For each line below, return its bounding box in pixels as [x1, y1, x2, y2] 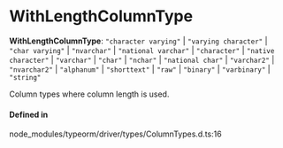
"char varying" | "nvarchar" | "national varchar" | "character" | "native [9, 44, 275, 55]
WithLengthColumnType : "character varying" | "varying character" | [9, 35, 268, 46]
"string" [9, 73, 42, 82]
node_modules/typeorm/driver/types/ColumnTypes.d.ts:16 [9, 129, 223, 139]
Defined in [9, 109, 49, 120]
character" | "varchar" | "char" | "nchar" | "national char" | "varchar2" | [9, 54, 275, 65]
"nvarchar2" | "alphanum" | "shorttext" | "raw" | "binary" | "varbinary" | [9, 64, 272, 74]
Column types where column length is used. [9, 89, 170, 99]
